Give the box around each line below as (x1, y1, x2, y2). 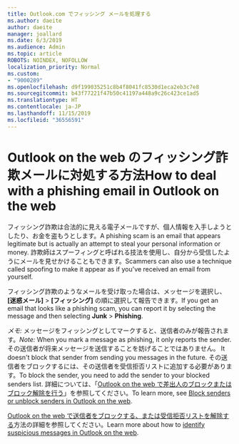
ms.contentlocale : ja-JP (7, 103, 81, 110)
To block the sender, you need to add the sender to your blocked (19, 371, 210, 379)
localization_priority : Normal (7, 63, 101, 71)
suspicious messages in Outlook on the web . (7, 428, 139, 437)
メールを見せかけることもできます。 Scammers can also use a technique (19, 257, 232, 265)
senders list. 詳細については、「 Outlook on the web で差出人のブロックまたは (7, 379, 233, 388)
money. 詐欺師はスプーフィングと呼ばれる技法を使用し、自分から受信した (7, 247, 224, 257)
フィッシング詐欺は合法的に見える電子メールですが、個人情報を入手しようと (7, 222, 233, 231)
